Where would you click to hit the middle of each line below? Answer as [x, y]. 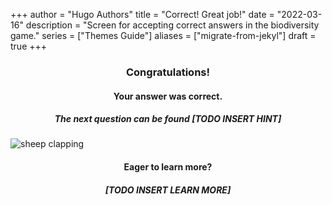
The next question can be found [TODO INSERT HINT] [168, 119]
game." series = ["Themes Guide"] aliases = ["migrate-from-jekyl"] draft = [163, 35]
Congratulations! [168, 72]
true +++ [29, 46]
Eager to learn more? [168, 167]
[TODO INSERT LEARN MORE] [168, 190]
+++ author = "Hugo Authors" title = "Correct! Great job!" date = [142, 14]
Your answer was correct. [168, 96]
